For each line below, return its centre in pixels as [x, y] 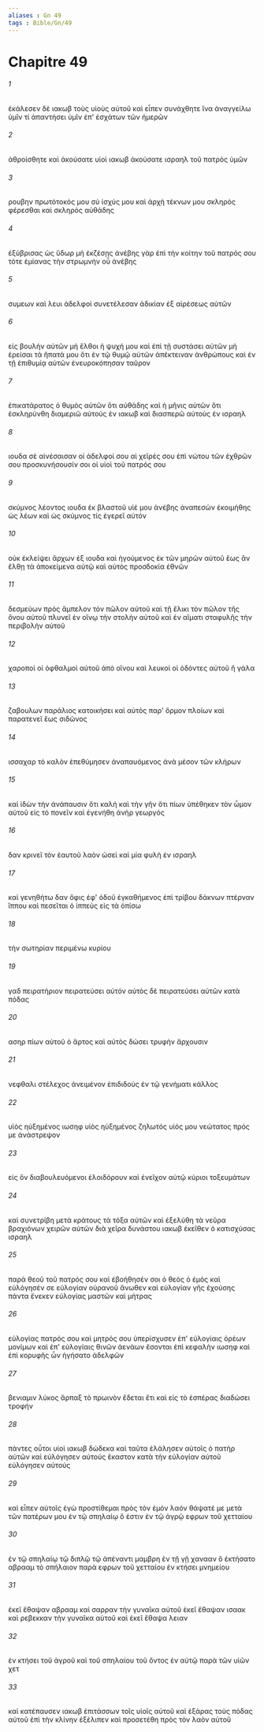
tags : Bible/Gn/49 [40, 23]
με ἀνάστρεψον [34, 1135]
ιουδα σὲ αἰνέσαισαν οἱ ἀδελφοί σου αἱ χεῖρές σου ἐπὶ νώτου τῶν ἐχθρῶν [130, 456]
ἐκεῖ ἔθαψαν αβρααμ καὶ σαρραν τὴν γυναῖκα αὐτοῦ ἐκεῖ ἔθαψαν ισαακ [127, 1609]
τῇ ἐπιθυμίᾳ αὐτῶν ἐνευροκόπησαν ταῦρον [80, 363]
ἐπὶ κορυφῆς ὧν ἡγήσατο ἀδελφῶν [66, 1355]
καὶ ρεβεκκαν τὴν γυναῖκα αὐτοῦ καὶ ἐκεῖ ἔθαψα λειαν [98, 1618]
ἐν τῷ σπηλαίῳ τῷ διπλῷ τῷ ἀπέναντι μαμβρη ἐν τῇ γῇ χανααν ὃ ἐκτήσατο [132, 1558]
